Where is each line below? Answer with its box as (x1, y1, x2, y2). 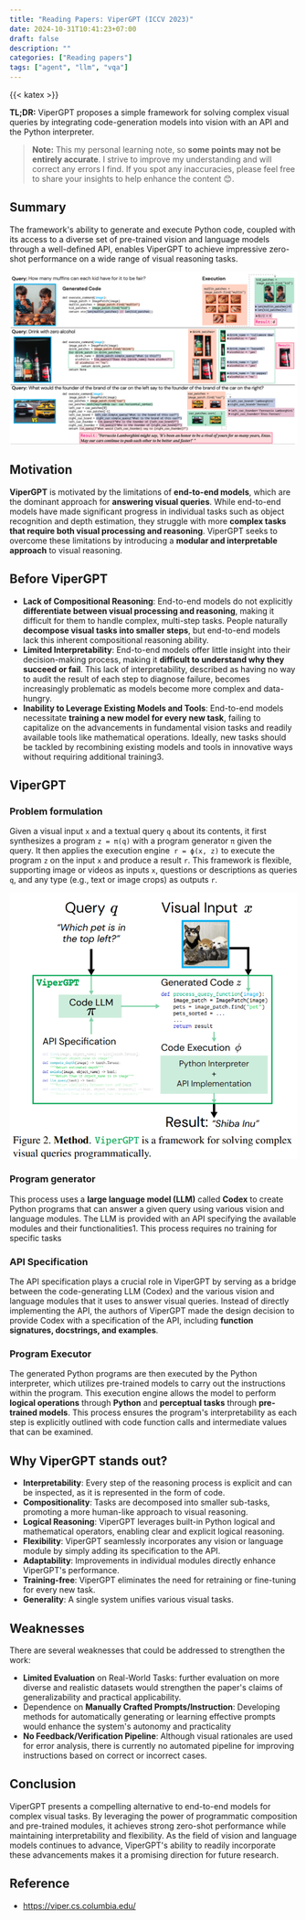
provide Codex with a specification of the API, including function (9, 1315, 254, 1326)
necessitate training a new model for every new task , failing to (22, 712, 261, 723)
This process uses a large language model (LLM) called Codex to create (9, 1194, 284, 1205)
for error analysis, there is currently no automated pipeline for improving (22, 1741, 295, 1752)
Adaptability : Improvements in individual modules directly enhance (22, 1555, 276, 1566)
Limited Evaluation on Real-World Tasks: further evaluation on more (22, 1672, 280, 1683)
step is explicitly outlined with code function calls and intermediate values (9, 1417, 288, 1428)
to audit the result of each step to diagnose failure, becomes (22, 673, 250, 684)
